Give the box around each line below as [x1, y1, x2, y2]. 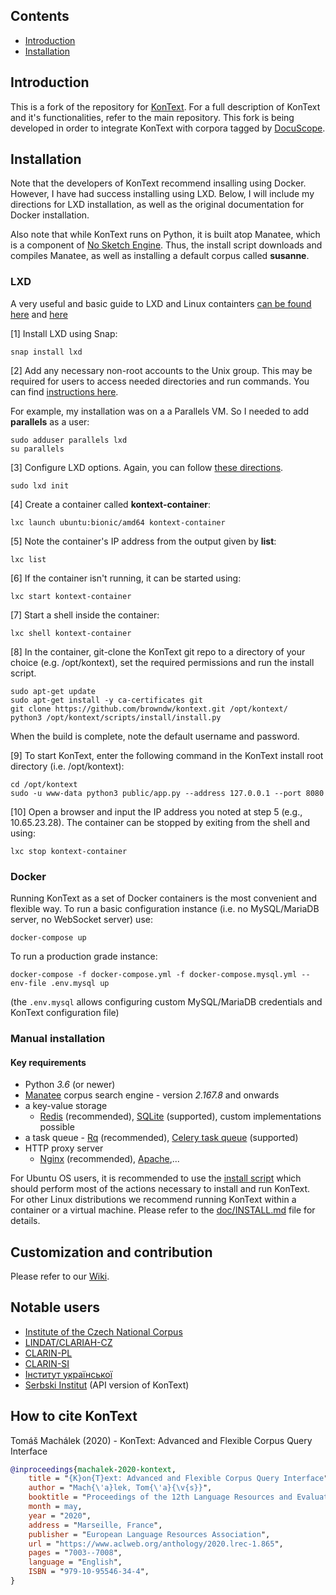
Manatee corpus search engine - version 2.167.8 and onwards [24, 1089, 280, 1101]
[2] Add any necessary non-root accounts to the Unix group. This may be [10, 364, 313, 376]
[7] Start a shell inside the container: [10, 609, 160, 621]
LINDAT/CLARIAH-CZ [24, 1336, 113, 1348]
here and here [10, 308, 68, 320]
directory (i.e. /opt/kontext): [10, 760, 125, 772]
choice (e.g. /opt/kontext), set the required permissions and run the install [10, 656, 315, 668]
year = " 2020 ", [28, 1510, 92, 1521]
